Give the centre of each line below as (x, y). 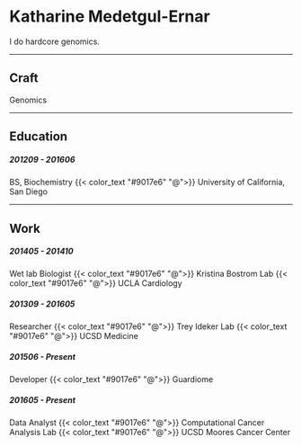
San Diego (28, 192)
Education (39, 137)
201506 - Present (43, 357)
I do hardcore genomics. (55, 41)
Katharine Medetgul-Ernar (110, 17)
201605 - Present (43, 400)
